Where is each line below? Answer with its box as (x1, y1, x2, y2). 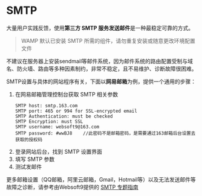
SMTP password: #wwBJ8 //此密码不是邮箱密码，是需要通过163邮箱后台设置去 (15, 130, 196, 136)
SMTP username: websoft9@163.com (15, 124, 100, 130)
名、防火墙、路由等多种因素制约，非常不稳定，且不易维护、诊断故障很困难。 (6, 65, 197, 72)
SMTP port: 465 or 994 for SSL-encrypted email (15, 108, 137, 114)
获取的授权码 (15, 136, 43, 142)
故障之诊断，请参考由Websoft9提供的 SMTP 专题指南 (6, 183, 139, 191)
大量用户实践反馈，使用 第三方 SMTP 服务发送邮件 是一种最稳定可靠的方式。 (6, 24, 194, 31)
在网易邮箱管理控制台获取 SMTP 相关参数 (15, 90, 119, 98)
